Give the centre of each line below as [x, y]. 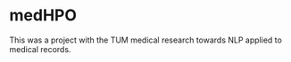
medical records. [40, 49]
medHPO [43, 15]
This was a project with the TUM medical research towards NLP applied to [146, 40]
